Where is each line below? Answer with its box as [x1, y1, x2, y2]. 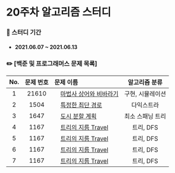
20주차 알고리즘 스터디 [6, 5, 111, 19]
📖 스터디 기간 [6, 28, 42, 36]
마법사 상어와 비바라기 [60, 90, 119, 98]
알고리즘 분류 [127, 78, 162, 86]
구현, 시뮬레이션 [124, 90, 167, 98]
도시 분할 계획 [60, 112, 97, 120]
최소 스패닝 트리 [124, 112, 167, 120]
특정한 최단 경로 [60, 101, 102, 109]
